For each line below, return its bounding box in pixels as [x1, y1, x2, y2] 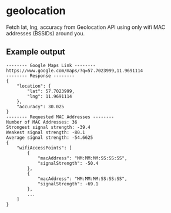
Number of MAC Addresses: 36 [6, 119, 78, 125]
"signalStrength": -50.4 [37, 160, 99, 166]
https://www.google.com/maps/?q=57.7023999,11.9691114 [6, 68, 143, 74]
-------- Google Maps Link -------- [6, 62, 96, 68]
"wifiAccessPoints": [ [16, 145, 72, 151]
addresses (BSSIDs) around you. [6, 29, 85, 36]
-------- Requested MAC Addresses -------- [6, 114, 115, 120]
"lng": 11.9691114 [27, 93, 72, 99]
